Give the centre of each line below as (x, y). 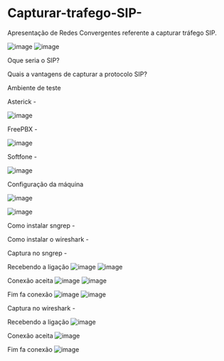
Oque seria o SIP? (33, 60)
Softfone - (22, 156)
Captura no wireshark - (42, 308)
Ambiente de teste (34, 87)
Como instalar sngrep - (41, 225)
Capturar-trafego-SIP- (75, 13)
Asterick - (22, 102)
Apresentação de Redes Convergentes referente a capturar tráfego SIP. (112, 33)
